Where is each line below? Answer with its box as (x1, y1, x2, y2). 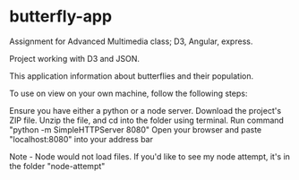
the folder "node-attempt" (9, 160, 106, 171)
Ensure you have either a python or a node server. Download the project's (9, 105, 282, 116)
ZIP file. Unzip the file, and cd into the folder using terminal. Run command (9, 115, 285, 125)
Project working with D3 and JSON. (9, 53, 141, 64)
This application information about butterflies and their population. (9, 70, 254, 81)
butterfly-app (9, 6, 113, 27)
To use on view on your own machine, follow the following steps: (9, 88, 248, 99)
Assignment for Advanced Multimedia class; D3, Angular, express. (9, 36, 253, 47)
